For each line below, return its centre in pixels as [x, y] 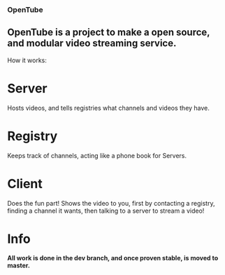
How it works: [27, 60]
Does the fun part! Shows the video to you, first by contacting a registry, [111, 203]
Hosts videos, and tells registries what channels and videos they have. [108, 108]
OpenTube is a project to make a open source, [109, 33]
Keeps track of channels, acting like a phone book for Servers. [97, 155]
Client [25, 184]
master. [19, 266]
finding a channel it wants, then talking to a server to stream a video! [106, 211]
